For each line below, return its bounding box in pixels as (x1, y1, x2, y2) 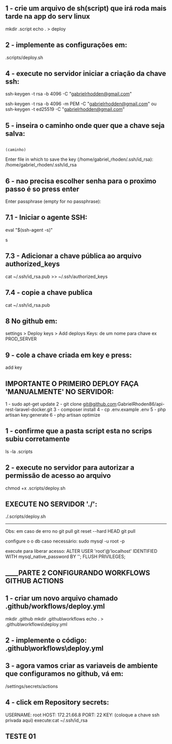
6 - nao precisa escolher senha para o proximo (5, 177, 157, 185)
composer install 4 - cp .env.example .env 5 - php (60, 406, 166, 413)
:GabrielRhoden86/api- (116, 401, 165, 407)
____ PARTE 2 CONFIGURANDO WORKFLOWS (5, 568, 150, 577)
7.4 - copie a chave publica (5, 288, 93, 297)
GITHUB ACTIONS (5, 576, 64, 585)
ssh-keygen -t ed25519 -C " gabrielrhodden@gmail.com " (5, 106, 125, 113)
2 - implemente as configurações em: (5, 41, 127, 49)
